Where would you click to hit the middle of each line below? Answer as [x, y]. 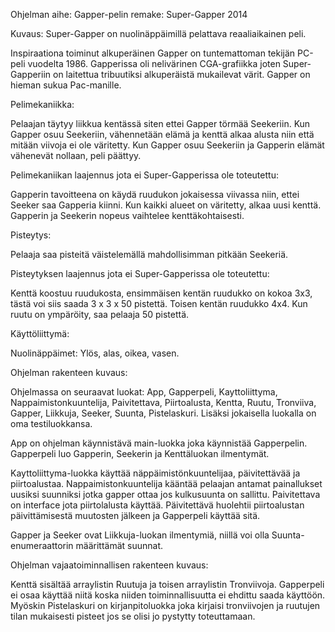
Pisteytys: [31, 235]
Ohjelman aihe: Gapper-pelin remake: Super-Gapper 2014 [129, 14]
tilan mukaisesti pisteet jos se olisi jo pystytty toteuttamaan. [133, 616]
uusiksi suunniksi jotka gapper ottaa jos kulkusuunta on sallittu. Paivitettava [165, 494]
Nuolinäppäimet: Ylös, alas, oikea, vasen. [95, 353]
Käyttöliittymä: [40, 333]
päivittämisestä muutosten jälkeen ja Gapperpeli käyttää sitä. [135, 515]
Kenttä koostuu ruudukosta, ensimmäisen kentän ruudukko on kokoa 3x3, [161, 293]
